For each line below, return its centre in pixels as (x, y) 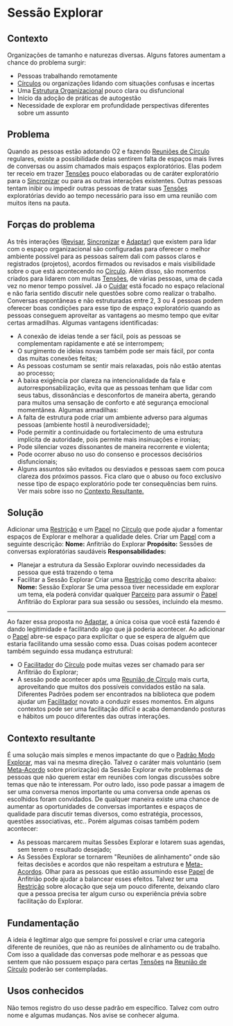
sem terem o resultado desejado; (64, 850)
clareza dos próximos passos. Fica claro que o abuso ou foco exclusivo (119, 476)
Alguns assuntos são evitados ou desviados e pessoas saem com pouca (121, 469)
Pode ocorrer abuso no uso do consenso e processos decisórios (110, 454)
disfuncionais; (37, 461)
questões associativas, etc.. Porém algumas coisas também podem (103, 821)
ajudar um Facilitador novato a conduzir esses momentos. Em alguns (115, 702)
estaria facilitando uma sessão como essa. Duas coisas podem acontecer (112, 644)
